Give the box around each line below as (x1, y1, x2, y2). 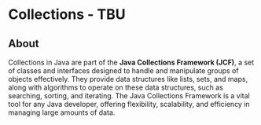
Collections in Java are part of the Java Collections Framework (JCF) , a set (8, 57, 255, 67)
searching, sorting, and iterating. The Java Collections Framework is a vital (8, 91, 250, 100)
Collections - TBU (8, 6, 126, 24)
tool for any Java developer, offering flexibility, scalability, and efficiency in (8, 100, 250, 108)
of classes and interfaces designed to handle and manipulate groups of (8, 66, 239, 75)
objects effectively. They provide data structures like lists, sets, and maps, (8, 75, 248, 83)
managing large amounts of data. (8, 108, 116, 117)
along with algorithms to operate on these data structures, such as (8, 83, 224, 92)
